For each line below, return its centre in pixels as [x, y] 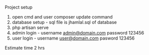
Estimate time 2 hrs [25, 48]
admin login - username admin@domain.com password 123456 [78, 33]
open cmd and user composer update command [62, 17]
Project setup [19, 7]
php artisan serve [30, 27]
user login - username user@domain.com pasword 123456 [73, 38]
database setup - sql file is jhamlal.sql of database [64, 22]
